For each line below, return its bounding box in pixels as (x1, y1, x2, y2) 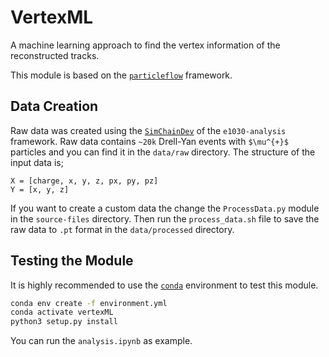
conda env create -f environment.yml (10, 298, 168, 308)
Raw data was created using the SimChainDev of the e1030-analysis (10, 124, 287, 136)
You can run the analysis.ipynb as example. (10, 335, 193, 347)
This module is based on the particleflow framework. (10, 69, 233, 81)
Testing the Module (10, 252, 134, 270)
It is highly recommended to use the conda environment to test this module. (10, 279, 319, 291)
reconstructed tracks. (10, 49, 100, 61)
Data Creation (10, 98, 99, 115)
